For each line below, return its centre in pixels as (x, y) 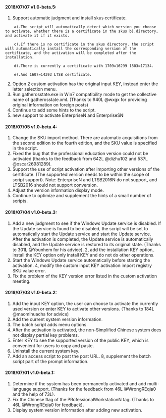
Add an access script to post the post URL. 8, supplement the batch (82, 356)
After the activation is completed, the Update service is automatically (83, 239)
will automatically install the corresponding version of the (71, 49)
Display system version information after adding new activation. (77, 410)
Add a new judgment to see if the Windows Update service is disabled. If (86, 223)
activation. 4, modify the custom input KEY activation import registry (82, 265)
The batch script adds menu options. (50, 324)
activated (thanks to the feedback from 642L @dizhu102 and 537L (80, 159)
